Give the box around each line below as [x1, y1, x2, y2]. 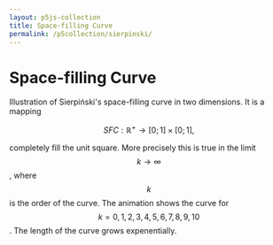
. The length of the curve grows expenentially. [9, 225, 177, 235]
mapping [9, 106, 42, 117]
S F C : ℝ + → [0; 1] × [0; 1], [103, 123, 195, 135]
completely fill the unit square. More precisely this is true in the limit [9, 142, 256, 153]
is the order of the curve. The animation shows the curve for [9, 197, 230, 208]
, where [9, 170, 37, 180]
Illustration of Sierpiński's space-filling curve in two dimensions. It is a [9, 96, 265, 107]
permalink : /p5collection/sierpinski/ [9, 29, 152, 38]
